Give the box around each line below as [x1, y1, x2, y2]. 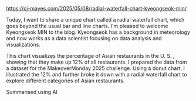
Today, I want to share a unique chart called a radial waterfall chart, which [6, 16, 185, 23]
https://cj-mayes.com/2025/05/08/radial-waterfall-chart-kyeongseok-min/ [6, 5, 187, 12]
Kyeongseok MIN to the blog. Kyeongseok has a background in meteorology [6, 29, 191, 36]
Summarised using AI [6, 89, 58, 95]
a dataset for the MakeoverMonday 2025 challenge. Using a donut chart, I [6, 65, 185, 72]
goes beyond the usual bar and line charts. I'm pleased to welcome [6, 23, 168, 29]
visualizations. [6, 41, 41, 48]
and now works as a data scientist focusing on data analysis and [6, 35, 163, 41]
